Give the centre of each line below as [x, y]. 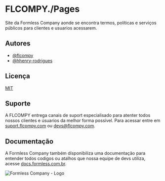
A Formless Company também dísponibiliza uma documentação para [75, 153]
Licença [18, 76]
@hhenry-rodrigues [32, 61]
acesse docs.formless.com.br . [36, 164]
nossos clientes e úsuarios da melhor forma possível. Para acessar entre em [83, 121]
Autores [18, 44]
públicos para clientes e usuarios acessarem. [51, 28]
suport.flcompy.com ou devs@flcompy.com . [50, 126]
